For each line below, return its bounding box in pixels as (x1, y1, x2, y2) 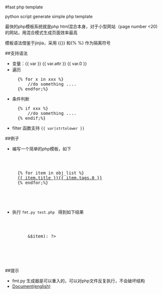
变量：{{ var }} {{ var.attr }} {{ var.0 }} (12, 61, 87, 66)
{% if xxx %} (17, 106, 49, 111)
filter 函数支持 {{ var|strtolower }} (12, 125, 85, 131)
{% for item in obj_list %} (17, 170, 84, 176)
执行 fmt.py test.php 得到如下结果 (12, 209, 84, 215)
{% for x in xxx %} (17, 76, 64, 82)
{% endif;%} (17, 115, 46, 121)
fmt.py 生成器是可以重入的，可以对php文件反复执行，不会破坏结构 (12, 278, 145, 284)
